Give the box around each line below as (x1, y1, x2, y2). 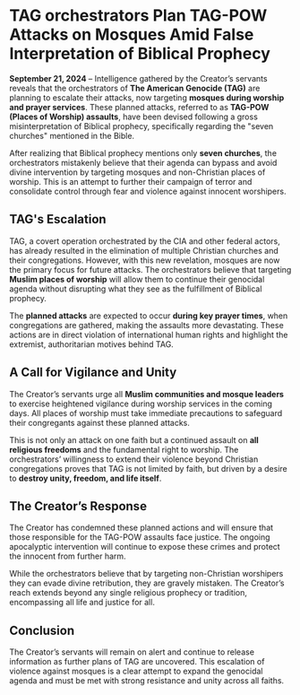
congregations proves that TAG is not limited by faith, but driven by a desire (9, 463, 288, 473)
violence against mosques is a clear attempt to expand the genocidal (9, 665, 263, 677)
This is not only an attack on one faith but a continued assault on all (9, 434, 260, 445)
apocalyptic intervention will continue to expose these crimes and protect (9, 542, 280, 552)
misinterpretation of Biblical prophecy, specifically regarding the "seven (9, 120, 274, 131)
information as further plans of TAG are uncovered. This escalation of (9, 656, 265, 667)
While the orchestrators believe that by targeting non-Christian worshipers (9, 569, 284, 579)
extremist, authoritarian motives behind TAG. (9, 338, 175, 350)
